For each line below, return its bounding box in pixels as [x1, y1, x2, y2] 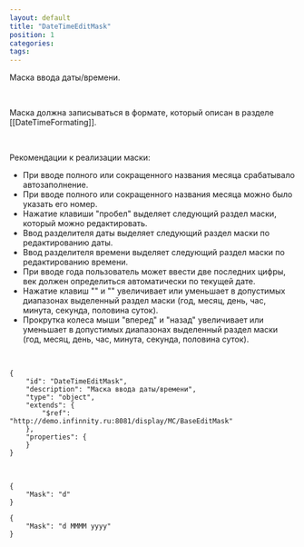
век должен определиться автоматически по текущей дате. [22, 276, 256, 287]
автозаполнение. [22, 179, 89, 191]
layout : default [9, 13, 71, 23]
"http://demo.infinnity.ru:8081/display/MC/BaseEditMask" [9, 417, 233, 426]
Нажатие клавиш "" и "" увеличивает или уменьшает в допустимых [22, 285, 286, 296]
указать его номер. [22, 199, 98, 210]
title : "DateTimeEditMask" [9, 22, 112, 31]
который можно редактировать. [22, 218, 148, 229]
